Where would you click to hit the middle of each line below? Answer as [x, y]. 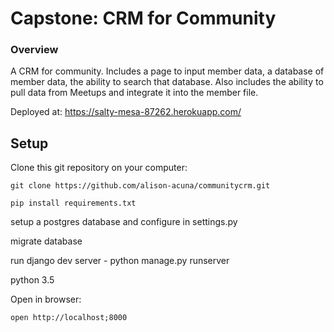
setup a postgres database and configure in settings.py [124, 222]
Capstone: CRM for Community [143, 18]
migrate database [46, 241]
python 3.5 [32, 280]
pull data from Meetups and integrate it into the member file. [134, 93]
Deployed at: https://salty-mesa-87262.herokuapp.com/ [126, 112]
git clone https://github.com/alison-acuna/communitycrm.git [140, 186]
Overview [34, 50]
